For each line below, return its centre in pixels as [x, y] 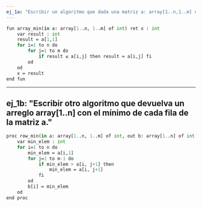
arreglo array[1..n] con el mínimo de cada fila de [97, 113]
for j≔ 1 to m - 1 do [51, 158]
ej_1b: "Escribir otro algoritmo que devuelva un [95, 103]
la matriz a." [29, 122]
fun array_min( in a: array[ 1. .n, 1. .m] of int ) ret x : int [83, 28]
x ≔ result [31, 73]
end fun [16, 79]
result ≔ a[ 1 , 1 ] [38, 40]
